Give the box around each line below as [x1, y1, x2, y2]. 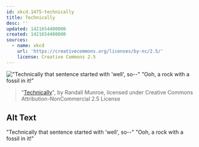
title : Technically [6, 15, 56, 21]
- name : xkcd [11, 43, 45, 49]
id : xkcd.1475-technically [6, 8, 74, 15]
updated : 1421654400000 [6, 25, 67, 32]
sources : [6, 37, 28, 43]
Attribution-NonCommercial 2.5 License [21, 95, 121, 102]
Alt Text [6, 113, 36, 123]
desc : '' [6, 20, 28, 26]
